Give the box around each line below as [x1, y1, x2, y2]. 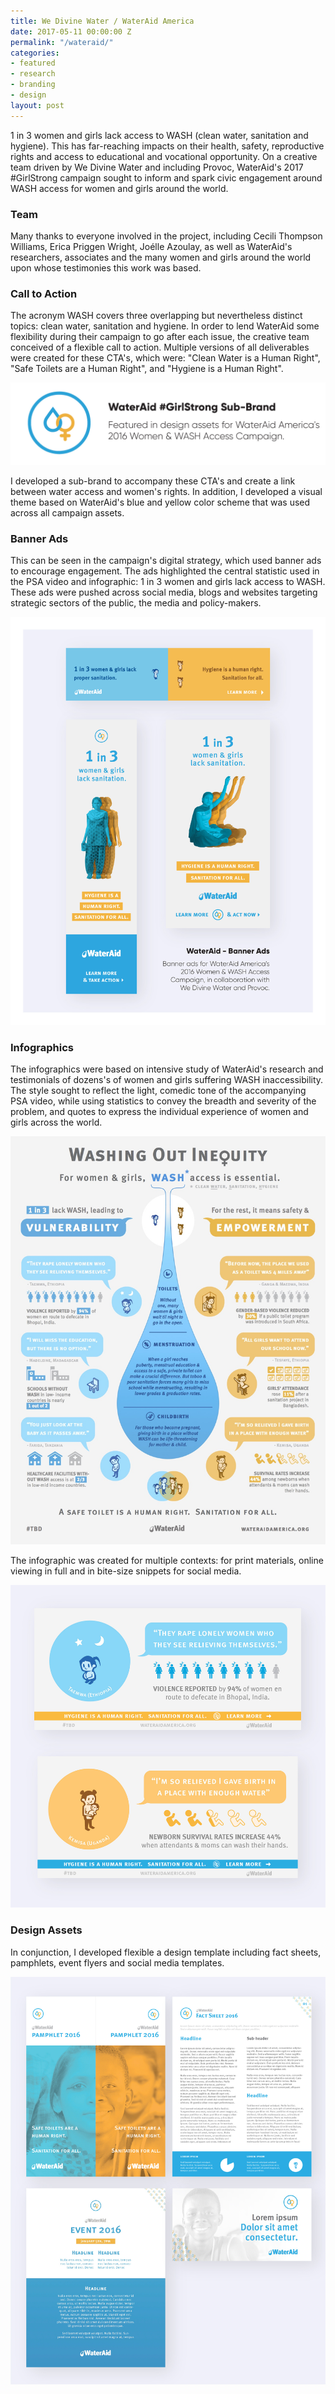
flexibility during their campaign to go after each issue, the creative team [10, 331, 310, 343]
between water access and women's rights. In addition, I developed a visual [10, 486, 323, 498]
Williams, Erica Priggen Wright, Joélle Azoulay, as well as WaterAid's [10, 240, 293, 252]
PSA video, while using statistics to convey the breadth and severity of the [10, 1095, 317, 1107]
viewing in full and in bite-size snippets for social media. [10, 1565, 242, 1577]
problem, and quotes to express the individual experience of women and [10, 1106, 309, 1118]
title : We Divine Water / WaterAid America [10, 16, 195, 26]
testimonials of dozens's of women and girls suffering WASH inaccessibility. [10, 1074, 324, 1086]
